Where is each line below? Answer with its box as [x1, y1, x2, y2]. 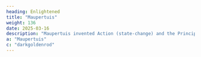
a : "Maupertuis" [6, 36, 47, 42]
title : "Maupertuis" [6, 14, 58, 20]
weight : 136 [6, 20, 36, 26]
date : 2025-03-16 [6, 25, 50, 31]
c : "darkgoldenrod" [6, 42, 55, 48]
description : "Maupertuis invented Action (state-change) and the [6, 31, 175, 37]
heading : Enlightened [6, 8, 60, 15]
